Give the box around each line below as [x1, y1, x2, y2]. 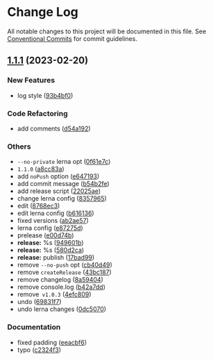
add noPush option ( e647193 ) [17, 172, 100, 180]
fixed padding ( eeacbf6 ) [17, 338, 87, 346]
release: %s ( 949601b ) [17, 239, 85, 247]
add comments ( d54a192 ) [17, 124, 92, 133]
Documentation [7, 322, 61, 332]
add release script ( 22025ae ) [17, 187, 101, 195]
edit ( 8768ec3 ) [17, 202, 60, 210]
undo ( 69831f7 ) [17, 298, 62, 306]
